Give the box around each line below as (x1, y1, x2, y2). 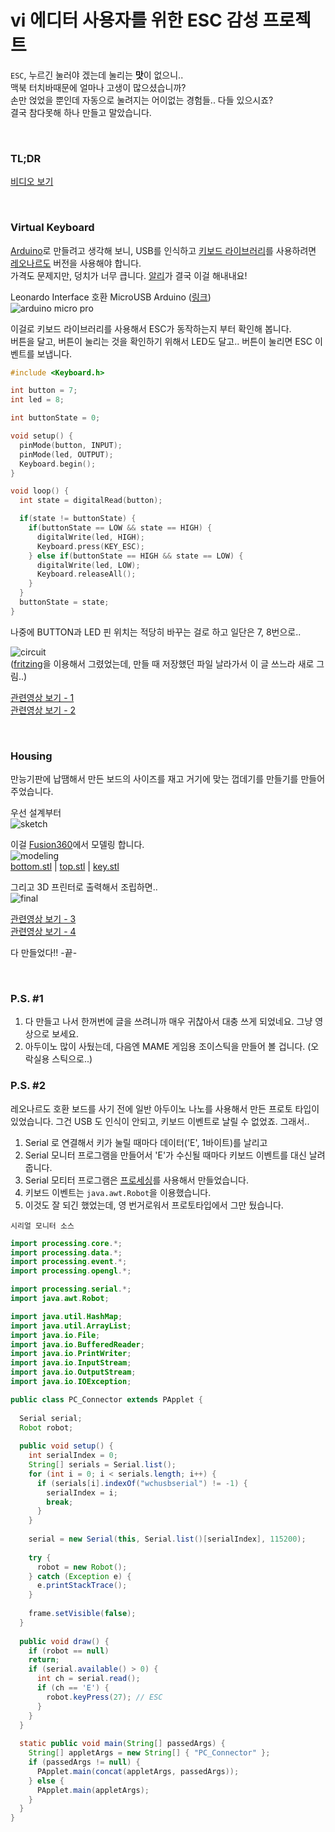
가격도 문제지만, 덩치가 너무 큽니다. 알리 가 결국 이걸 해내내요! (10, 269, 248, 281)
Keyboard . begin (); (19, 459, 97, 469)
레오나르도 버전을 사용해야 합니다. (10, 257, 142, 269)
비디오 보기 (10, 176, 54, 188)
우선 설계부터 (10, 807, 62, 819)
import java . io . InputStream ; (10, 1358, 132, 1368)
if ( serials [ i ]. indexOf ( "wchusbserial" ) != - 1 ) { (36, 1478, 248, 1488)
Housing (10, 749, 53, 763)
